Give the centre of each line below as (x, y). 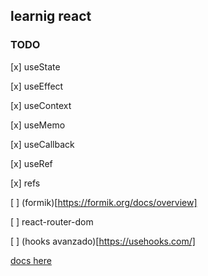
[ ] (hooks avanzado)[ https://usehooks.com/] (103, 241)
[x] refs (25, 183)
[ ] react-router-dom (52, 221)
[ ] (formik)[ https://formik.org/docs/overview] (104, 202)
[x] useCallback (42, 144)
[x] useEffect (37, 86)
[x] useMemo (38, 125)
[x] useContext (41, 105)
